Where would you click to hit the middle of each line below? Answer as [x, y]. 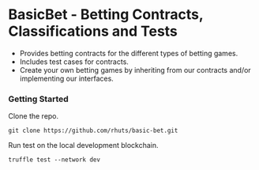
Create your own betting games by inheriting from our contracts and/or [135, 70]
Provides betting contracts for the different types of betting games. [129, 53]
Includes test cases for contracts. [74, 62]
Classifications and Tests [93, 31]
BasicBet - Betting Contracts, [106, 15]
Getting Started [38, 99]
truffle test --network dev [54, 160]
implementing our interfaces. [67, 78]
